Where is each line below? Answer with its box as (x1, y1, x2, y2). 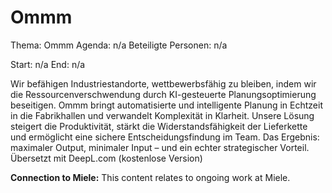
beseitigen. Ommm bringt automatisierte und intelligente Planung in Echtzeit (10, 99, 323, 111)
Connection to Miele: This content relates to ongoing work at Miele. (10, 171, 291, 183)
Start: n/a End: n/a (10, 58, 86, 70)
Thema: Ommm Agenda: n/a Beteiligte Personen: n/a (10, 39, 228, 51)
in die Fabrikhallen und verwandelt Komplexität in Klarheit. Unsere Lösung (10, 109, 315, 121)
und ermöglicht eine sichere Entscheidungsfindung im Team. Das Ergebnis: (10, 131, 320, 143)
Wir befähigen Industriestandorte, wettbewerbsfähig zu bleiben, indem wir (10, 77, 317, 90)
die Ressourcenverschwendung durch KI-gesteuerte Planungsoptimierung (10, 88, 317, 100)
